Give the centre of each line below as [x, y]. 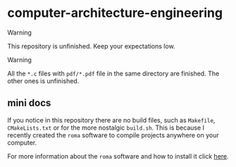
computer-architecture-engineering [115, 13]
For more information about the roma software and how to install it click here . [118, 156]
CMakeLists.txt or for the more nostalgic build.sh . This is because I [106, 128]
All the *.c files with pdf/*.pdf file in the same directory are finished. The [113, 73]
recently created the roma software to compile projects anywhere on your [113, 135]
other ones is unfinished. [43, 81]
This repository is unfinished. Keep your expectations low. [91, 46]
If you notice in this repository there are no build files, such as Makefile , [111, 120]
